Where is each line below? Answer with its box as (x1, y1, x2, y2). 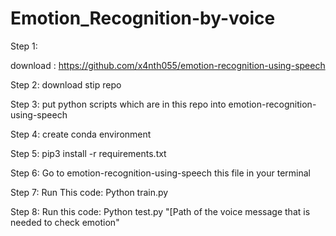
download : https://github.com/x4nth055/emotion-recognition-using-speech (10, 59, 326, 71)
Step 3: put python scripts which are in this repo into (10, 98, 227, 110)
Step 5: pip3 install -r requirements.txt (10, 147, 167, 159)
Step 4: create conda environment (10, 128, 152, 140)
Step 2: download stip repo (10, 78, 122, 91)
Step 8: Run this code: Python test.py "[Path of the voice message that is (10, 205, 311, 217)
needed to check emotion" (10, 216, 120, 228)
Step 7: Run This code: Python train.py (10, 186, 169, 198)
